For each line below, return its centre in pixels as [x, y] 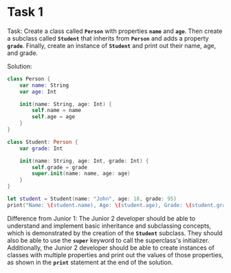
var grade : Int [41, 149]
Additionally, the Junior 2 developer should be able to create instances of [111, 248]
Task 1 [25, 12]
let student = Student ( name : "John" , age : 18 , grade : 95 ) [92, 199]
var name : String [44, 85]
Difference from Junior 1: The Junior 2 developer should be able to [101, 218]
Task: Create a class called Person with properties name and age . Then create [115, 31]
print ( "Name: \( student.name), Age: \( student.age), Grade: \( [100, 205]
